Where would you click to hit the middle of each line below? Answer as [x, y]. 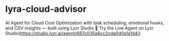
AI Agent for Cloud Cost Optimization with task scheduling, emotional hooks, [85, 23]
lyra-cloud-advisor [46, 9]
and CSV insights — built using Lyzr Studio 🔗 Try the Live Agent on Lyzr [79, 28]
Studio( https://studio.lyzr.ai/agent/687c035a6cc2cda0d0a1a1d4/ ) [73, 33]
